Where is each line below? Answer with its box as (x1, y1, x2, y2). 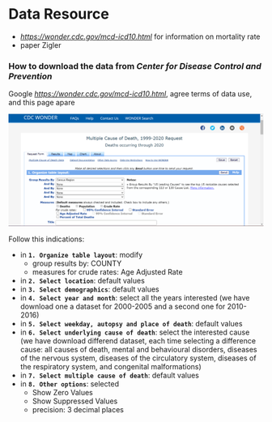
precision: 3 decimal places (32, 405, 124, 415)
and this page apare (8, 98, 75, 108)
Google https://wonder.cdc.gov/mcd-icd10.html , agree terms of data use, (8, 89, 253, 99)
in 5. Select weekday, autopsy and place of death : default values (19, 319, 243, 329)
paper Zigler (19, 40, 62, 49)
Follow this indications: (8, 234, 85, 244)
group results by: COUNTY (32, 258, 122, 268)
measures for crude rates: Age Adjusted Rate (32, 267, 184, 277)
